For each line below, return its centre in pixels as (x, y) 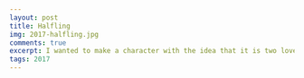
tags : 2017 (30, 59)
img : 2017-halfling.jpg (54, 34)
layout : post (34, 17)
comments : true (38, 43)
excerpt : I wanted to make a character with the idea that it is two (143, 51)
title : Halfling (40, 26)
